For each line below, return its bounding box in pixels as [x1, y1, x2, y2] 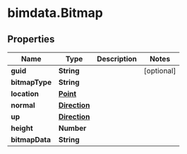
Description [96, 54, 138, 64]
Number [58, 124, 87, 133]
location [11, 89, 39, 98]
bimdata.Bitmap [7, 5, 104, 21]
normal [11, 100, 35, 110]
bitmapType [11, 78, 52, 87]
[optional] [143, 66, 176, 76]
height [11, 124, 33, 133]
